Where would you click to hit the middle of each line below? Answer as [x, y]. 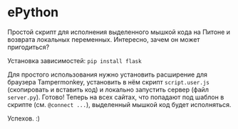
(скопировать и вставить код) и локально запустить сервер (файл [108, 89]
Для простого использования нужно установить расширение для [108, 74]
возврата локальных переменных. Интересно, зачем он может [104, 39]
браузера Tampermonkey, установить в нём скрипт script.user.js [109, 82]
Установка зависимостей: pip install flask [74, 60]
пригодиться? [29, 47]
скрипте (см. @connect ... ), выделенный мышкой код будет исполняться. [119, 104]
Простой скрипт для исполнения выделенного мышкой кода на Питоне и [119, 32]
